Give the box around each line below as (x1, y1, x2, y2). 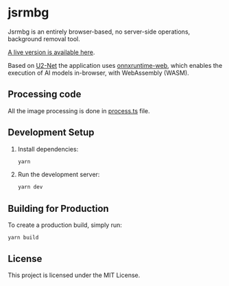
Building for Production (8, 202, 109, 214)
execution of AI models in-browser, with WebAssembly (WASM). (8, 69, 189, 77)
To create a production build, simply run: (8, 221, 123, 229)
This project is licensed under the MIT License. (8, 271, 141, 279)
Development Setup (8, 127, 95, 139)
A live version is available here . (8, 48, 95, 56)
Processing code (8, 88, 82, 100)
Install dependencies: (17, 145, 79, 153)
